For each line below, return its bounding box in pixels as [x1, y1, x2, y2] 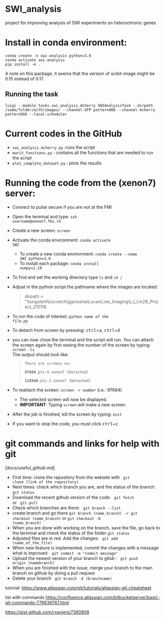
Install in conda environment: [5, 37, 127, 48]
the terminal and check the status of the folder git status [12, 530, 130, 536]
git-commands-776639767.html [5, 599, 69, 605]
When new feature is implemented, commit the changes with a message [12, 545, 159, 551]
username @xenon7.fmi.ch [12, 219, 62, 224]
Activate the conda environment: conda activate [12, 237, 111, 243]
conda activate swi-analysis [5, 58, 65, 63]
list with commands [5, 594, 45, 600]
